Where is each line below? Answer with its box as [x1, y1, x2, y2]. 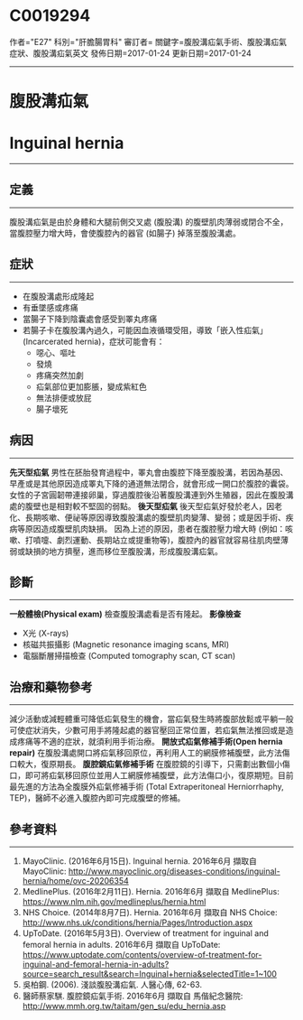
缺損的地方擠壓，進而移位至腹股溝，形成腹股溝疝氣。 [24, 545, 223, 556]
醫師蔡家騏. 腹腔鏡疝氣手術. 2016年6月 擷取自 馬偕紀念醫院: [22, 990, 243, 1001]
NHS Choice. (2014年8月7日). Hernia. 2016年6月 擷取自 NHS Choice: [22, 906, 278, 917]
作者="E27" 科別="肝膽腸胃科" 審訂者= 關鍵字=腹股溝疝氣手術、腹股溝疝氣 [9, 36, 287, 47]
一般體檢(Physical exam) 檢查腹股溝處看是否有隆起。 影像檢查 [9, 608, 242, 619]
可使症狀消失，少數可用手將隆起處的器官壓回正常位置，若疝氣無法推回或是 [9, 725, 286, 736]
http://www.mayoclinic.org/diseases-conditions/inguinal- [68, 866, 281, 876]
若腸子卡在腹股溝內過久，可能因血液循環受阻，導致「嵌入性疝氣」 [22, 324, 268, 335]
